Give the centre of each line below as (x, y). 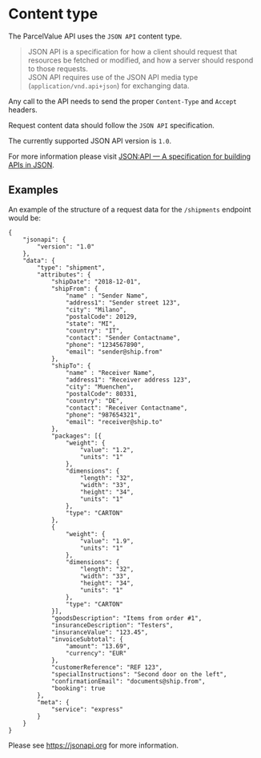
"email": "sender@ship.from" (114, 352)
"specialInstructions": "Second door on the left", (139, 674)
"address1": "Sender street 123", (123, 302)
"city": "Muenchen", (100, 387)
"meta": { (53, 702)
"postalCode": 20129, (101, 317)
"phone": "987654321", (103, 415)
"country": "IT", (94, 331)
